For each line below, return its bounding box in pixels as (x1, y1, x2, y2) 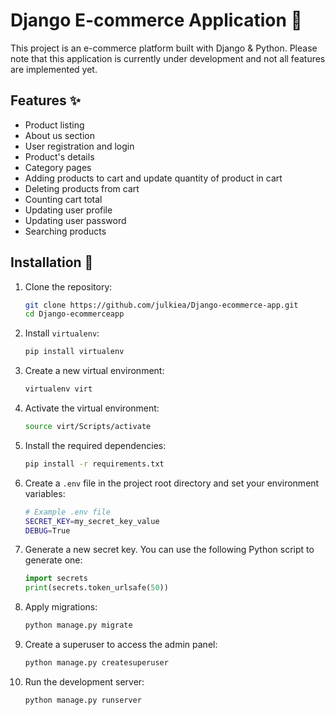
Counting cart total (24, 193, 103, 205)
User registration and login (24, 140, 135, 152)
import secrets (24, 574, 89, 584)
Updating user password (24, 214, 127, 226)
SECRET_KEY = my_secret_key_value (24, 516, 160, 526)
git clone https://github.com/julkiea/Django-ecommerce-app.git (24, 300, 299, 310)
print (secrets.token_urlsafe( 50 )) (24, 583, 169, 593)
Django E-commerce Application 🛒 (10, 9, 303, 32)
